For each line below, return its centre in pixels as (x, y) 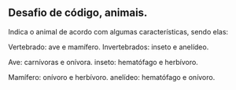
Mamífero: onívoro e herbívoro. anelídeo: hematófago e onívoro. (112, 77)
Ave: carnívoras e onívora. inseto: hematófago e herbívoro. (103, 62)
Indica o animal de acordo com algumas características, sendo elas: (118, 31)
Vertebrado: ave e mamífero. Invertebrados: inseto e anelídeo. (109, 47)
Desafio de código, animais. (78, 13)
